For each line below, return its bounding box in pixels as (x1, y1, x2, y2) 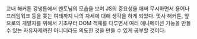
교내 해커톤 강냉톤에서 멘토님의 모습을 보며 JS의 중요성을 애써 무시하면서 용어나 (6, 5, 190, 12)
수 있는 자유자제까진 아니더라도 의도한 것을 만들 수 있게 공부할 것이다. (6, 27, 166, 34)
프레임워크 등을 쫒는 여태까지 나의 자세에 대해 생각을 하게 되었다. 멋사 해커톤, (6, 12, 183, 19)
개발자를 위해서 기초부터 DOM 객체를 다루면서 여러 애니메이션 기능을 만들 (21, 20, 191, 26)
